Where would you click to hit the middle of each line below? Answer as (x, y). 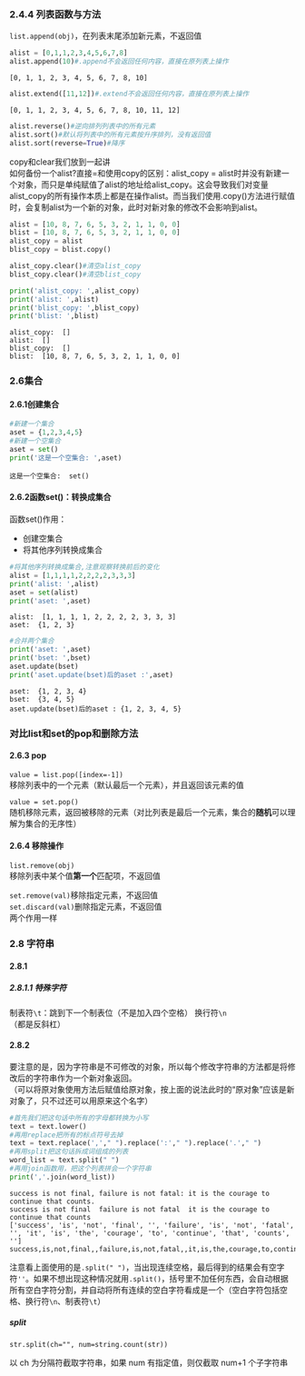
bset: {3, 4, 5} (42, 699)
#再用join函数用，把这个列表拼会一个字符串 (80, 1169)
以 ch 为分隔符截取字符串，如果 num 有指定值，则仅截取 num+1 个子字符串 (149, 1362)
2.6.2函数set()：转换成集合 (60, 497)
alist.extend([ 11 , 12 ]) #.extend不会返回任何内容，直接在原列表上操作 (129, 94)
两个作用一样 (33, 918)
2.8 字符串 (32, 944)
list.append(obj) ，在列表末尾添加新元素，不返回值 (106, 36)
